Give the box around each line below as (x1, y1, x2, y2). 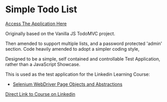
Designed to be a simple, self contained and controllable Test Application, (5, 55, 160, 62)
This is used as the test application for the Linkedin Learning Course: (5, 71, 150, 77)
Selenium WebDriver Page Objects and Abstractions (12, 81, 123, 87)
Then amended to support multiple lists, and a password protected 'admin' (5, 40, 162, 47)
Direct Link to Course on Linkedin (5, 91, 76, 97)
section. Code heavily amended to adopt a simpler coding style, (5, 46, 139, 52)
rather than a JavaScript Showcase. (5, 61, 81, 67)
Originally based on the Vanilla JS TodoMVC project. (5, 30, 115, 36)
